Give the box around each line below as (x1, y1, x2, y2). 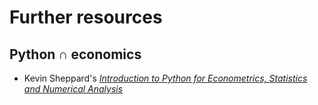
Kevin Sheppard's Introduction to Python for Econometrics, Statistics (23, 72, 308, 84)
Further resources (9, 6, 163, 29)
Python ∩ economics (9, 46, 142, 63)
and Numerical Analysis (23, 83, 124, 95)
